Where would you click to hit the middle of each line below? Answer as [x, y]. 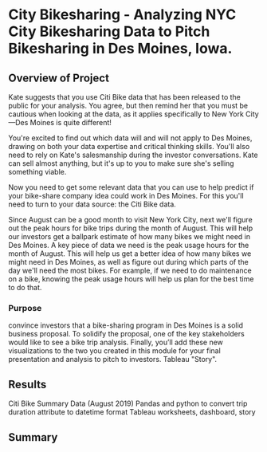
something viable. [37, 172]
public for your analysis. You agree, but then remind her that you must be [128, 106]
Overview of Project [59, 78]
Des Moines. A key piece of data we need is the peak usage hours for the [129, 245]
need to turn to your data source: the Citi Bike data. [92, 204]
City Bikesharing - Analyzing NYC [122, 15]
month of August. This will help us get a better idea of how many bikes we [130, 254]
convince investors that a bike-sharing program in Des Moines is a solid [126, 325]
